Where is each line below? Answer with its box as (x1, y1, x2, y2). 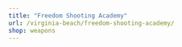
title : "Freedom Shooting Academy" (8, 11, 128, 20)
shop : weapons (8, 26, 56, 34)
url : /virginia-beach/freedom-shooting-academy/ (8, 19, 175, 27)
